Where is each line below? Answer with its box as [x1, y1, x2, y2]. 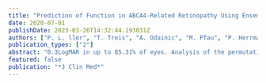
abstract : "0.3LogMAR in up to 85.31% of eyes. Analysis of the [8, 48, 225, 56]
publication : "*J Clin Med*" [8, 63, 104, 71]
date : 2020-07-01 [8, 19, 66, 27]
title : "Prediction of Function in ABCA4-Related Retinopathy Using [8, 11, 239, 20]
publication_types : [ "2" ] [8, 41, 93, 49]
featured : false [8, 56, 62, 64]
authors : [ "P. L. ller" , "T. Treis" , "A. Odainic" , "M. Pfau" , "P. [8, 33, 236, 42]
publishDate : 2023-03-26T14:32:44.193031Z [8, 26, 150, 34]
